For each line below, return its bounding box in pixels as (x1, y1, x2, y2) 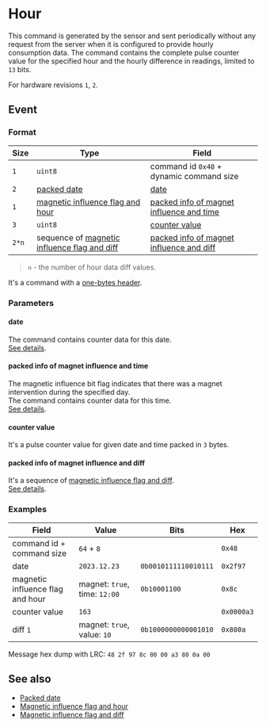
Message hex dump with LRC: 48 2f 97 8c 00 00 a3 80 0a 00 (8, 649, 211, 659)
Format (8, 127, 37, 138)
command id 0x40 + (150, 160, 222, 171)
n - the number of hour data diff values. (27, 262, 157, 272)
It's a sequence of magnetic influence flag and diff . (8, 476, 175, 485)
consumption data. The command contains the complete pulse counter (8, 48, 240, 57)
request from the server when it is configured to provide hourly (8, 39, 214, 48)
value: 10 (78, 629, 112, 640)
